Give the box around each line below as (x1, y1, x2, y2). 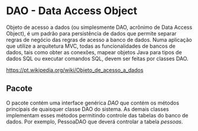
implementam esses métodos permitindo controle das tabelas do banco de (6, 112, 189, 119)
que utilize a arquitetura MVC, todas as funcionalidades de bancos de (6, 42, 176, 50)
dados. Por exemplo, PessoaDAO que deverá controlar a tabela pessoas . (6, 118, 183, 125)
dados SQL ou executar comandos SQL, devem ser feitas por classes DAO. (6, 55, 189, 62)
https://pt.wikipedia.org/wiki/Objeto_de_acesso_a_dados (6, 66, 144, 73)
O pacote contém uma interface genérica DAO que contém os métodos (6, 99, 179, 106)
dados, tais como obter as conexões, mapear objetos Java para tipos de (6, 48, 182, 55)
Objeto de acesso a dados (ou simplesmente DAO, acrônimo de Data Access (6, 24, 193, 31)
